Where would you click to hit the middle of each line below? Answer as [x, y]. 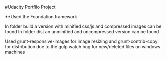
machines [15, 52]
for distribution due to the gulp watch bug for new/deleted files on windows [83, 47]
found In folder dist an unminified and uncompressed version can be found [82, 32]
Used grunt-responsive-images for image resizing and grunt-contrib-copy [81, 41]
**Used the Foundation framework [41, 17]
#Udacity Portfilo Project [30, 7]
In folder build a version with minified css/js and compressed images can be [83, 26]
